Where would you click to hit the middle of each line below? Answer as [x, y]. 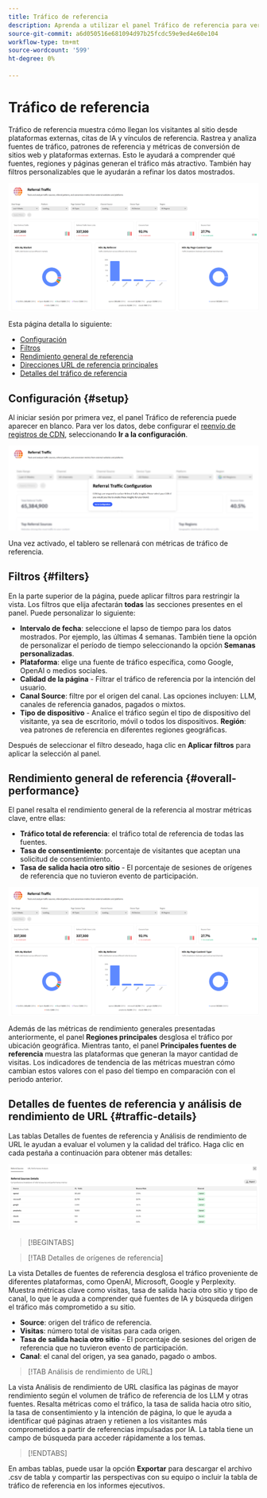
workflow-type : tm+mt [44, 42]
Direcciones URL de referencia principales [89, 365]
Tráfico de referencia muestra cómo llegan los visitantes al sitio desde [123, 129]
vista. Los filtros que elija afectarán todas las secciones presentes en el [126, 604]
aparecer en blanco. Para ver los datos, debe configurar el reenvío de [122, 426]
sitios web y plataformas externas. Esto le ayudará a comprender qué [122, 154]
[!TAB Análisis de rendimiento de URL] [90, 1372]
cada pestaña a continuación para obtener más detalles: [100, 1153]
